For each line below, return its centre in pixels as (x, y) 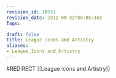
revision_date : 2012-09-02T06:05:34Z (54, 18)
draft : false (23, 34)
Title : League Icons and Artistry (50, 40)
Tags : (13, 23)
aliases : (17, 46)
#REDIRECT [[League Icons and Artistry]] (58, 68)
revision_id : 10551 (31, 12)
